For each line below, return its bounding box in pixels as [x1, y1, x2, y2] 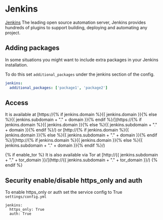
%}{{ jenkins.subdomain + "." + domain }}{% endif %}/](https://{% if [5, 117, 142, 122]
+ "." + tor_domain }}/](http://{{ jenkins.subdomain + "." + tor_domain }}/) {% [5, 157, 158, 163]
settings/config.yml [5, 194, 47, 200]
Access [5, 99, 28, 107]
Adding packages [5, 44, 60, 52]
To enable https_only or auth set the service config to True [5, 189, 123, 195]
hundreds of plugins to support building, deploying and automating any [5, 24, 147, 30]
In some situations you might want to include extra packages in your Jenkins [5, 57, 159, 63]
